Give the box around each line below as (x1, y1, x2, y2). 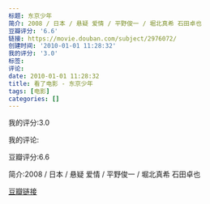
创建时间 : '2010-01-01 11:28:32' (8, 42, 117, 50)
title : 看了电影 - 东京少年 (8, 79, 93, 87)
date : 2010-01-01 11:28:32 (8, 72, 100, 80)
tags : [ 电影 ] (8, 87, 50, 96)
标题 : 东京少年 (8, 11, 53, 20)
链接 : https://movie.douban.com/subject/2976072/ (8, 34, 177, 43)
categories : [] (8, 95, 60, 103)
